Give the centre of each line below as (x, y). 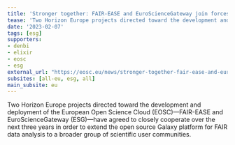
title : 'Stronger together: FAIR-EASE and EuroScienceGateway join (108, 14)
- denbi (19, 46)
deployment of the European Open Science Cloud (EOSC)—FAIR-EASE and (115, 112)
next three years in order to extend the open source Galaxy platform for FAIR (117, 127)
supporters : (24, 40)
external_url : (28, 72)
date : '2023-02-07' (36, 26)
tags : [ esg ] (24, 33)
